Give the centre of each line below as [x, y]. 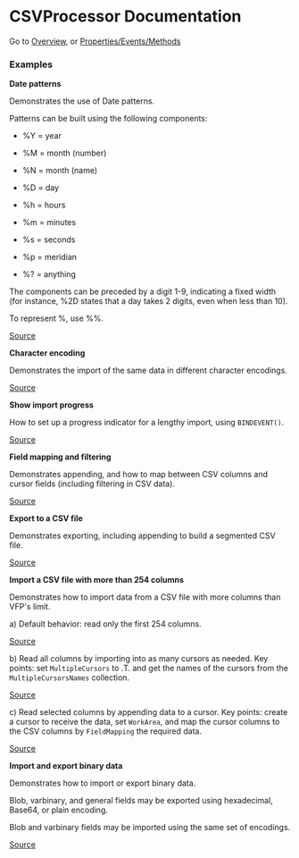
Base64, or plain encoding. [59, 810]
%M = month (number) [64, 153]
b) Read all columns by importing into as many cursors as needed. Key [139, 659]
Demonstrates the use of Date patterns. [82, 101]
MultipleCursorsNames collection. [70, 677]
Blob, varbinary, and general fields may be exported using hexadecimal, [141, 801]
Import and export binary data [66, 766]
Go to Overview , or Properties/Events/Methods [95, 41]
